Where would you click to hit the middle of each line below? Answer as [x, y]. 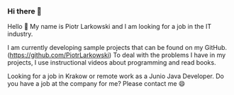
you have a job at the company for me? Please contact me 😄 [96, 84]
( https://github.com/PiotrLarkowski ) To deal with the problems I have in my [117, 55]
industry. [20, 34]
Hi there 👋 [25, 11]
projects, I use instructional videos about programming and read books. [112, 63]
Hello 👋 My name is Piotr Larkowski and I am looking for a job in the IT [109, 27]
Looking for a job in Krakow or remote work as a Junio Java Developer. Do [116, 76]
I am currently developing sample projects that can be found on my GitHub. [117, 48]
